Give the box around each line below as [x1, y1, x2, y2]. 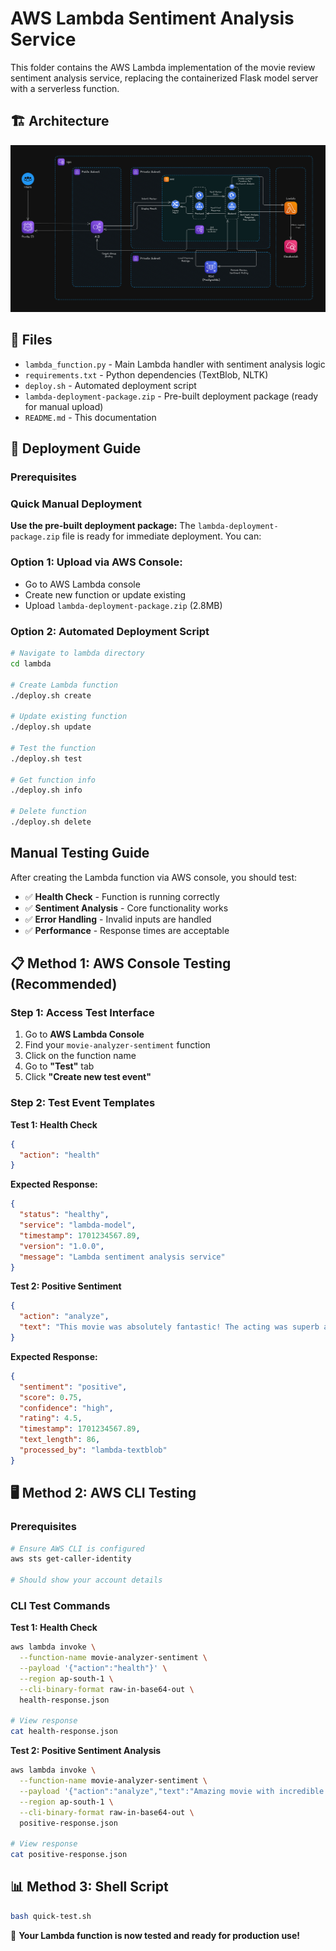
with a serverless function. [10, 82, 120, 94]
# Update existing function [10, 712, 128, 722]
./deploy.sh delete [10, 817, 92, 827]
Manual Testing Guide [10, 845, 150, 862]
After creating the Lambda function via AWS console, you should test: [10, 871, 298, 883]
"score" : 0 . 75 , [19, 1392, 83, 1402]
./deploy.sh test [10, 753, 83, 764]
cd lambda [10, 658, 52, 669]
